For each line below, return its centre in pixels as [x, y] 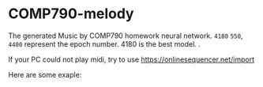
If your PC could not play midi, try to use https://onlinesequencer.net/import [131, 59]
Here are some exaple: [45, 74]
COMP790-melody [71, 14]
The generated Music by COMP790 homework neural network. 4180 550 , [126, 36]
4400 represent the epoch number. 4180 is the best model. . [105, 43]
